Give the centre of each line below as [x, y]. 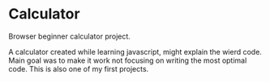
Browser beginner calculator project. [70, 36]
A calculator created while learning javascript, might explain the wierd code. [135, 51]
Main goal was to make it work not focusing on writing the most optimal [128, 60]
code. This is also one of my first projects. [79, 68]
